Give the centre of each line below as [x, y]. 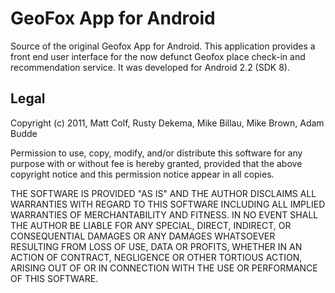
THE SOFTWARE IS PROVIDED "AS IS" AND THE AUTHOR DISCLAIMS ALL [163, 193]
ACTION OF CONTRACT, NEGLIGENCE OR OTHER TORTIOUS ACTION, [156, 257]
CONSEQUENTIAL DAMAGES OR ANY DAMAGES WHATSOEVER [143, 236]
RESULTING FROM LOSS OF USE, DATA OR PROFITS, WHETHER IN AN [156, 246]
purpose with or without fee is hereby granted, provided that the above [156, 163]
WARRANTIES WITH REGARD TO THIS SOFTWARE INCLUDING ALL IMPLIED [168, 204]
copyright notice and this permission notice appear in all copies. [142, 174]
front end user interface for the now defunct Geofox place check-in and [158, 56]
